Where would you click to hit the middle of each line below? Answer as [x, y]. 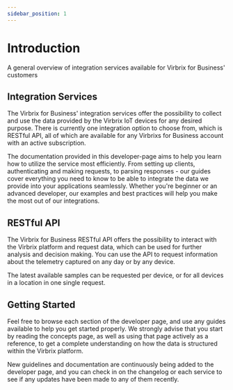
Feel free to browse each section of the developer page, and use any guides [116, 321]
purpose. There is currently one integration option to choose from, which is [115, 128]
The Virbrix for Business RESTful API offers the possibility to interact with [112, 240]
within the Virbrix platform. [45, 351]
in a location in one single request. [56, 283]
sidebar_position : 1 [37, 14]
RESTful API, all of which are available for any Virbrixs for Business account [115, 136]
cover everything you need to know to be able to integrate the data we [108, 179]
